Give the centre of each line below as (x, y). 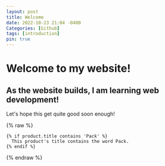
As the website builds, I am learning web (83, 90)
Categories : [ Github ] (33, 28)
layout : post (22, 12)
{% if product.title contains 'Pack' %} (57, 136)
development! (33, 99)
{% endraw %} (24, 157)
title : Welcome (25, 17)
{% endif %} (21, 146)
